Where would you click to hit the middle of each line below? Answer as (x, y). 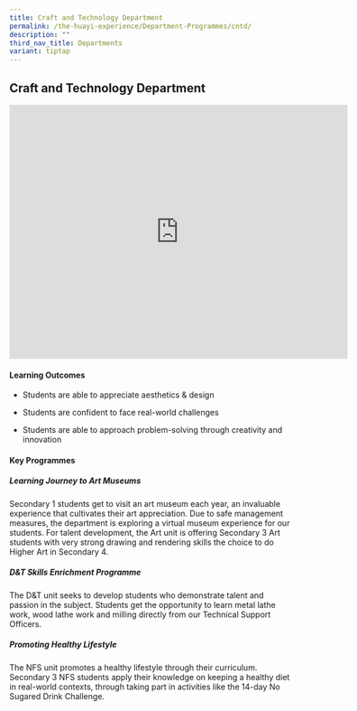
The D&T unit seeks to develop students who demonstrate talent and (137, 595)
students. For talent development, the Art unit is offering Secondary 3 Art (145, 532)
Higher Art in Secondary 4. (59, 551)
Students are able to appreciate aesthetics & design (118, 395)
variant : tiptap (40, 51)
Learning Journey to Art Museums (75, 481)
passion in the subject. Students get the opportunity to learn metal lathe (143, 604)
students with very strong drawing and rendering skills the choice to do (142, 542)
